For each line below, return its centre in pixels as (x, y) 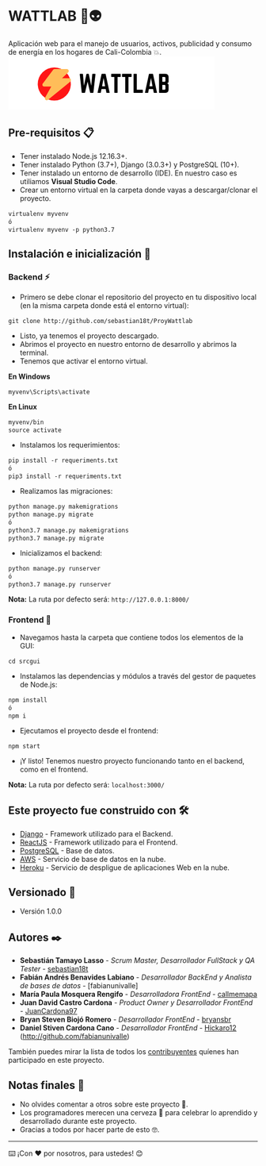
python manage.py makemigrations (63, 507)
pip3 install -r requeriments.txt (65, 477)
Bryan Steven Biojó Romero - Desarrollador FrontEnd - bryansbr (125, 1020)
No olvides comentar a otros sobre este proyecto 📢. (104, 1104)
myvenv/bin (26, 422)
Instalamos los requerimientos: (70, 445)
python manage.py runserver (55, 569)
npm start (25, 746)
